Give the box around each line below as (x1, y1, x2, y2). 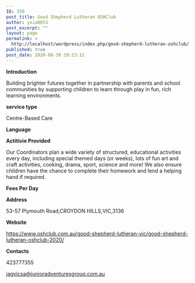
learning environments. (6, 92, 62, 99)
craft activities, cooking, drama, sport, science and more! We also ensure (6, 161, 182, 168)
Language (6, 126, 31, 133)
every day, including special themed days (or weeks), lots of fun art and (6, 154, 179, 161)
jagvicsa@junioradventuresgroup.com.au (6, 270, 105, 277)
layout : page (6, 30, 38, 36)
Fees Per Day (6, 185, 39, 192)
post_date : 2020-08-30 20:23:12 (6, 52, 85, 58)
